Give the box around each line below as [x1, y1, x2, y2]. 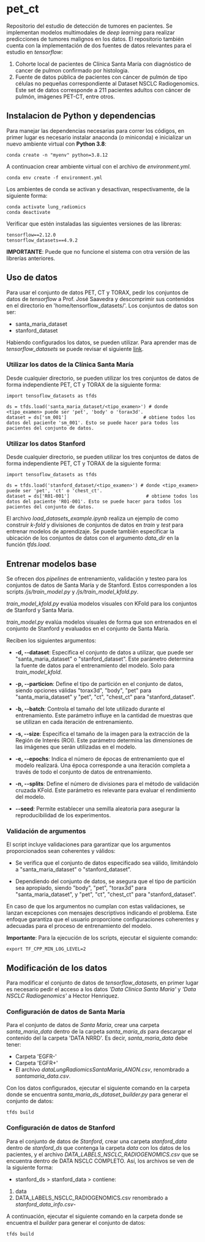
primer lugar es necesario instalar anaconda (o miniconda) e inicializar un [6, 133, 192, 141]
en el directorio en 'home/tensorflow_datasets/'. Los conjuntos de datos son [6, 302, 198, 309]
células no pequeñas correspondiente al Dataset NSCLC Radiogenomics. [15, 79, 199, 87]
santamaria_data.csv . [15, 1072, 71, 1080]
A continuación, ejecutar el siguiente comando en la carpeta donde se [6, 1213, 184, 1220]
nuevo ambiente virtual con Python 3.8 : [6, 140, 107, 147]
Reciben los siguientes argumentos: [6, 637, 97, 644]
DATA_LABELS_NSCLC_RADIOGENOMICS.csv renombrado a [15, 1194, 168, 1201]
